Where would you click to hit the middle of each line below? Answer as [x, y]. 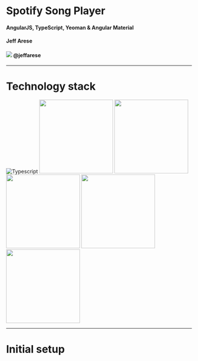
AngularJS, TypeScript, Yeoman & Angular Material [70, 27]
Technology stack [51, 86]
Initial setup [35, 349]
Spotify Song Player [56, 11]
